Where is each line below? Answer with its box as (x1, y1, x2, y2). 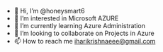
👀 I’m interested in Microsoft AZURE (13, 14, 119, 22)
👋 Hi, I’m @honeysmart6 (13, 7, 85, 15)
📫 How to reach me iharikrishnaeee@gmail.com (13, 37, 156, 45)
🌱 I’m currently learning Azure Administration (13, 22, 145, 30)
